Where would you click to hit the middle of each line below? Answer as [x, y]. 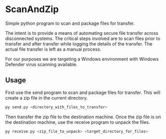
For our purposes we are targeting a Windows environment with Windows [82, 59]
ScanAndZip [32, 9]
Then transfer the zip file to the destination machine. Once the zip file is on [83, 117]
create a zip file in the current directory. [47, 98]
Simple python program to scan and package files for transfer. [70, 23]
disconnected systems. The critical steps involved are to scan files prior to [83, 38]
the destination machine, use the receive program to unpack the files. [78, 122]
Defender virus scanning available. [41, 64]
